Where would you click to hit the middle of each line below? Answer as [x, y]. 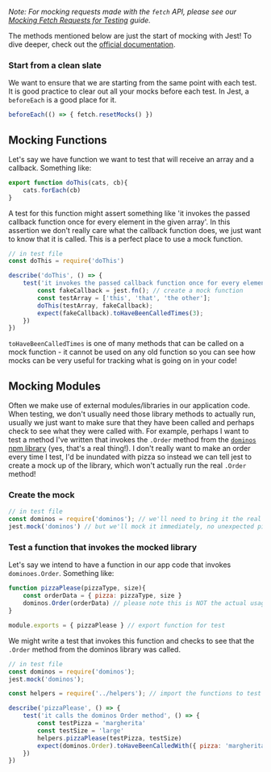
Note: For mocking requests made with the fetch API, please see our [122, 12]
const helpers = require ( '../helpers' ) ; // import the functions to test [135, 694]
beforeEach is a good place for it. [63, 100]
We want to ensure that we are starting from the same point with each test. [133, 83]
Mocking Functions [58, 140]
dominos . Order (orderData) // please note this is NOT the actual [135, 603]
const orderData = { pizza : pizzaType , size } [102, 596]
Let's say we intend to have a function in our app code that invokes [120, 565]
